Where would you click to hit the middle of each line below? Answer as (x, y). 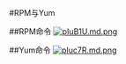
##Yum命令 (30, 50)
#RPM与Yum (32, 13)
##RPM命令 (30, 32)
